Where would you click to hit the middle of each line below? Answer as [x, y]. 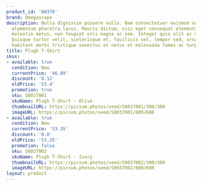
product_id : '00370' [32, 12]
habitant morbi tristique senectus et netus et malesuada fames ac [98, 46]
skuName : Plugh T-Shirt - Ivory [52, 157]
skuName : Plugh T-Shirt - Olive [52, 101]
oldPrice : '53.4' [33, 85]
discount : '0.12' [33, 79]
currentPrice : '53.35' [40, 129]
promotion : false [33, 145]
